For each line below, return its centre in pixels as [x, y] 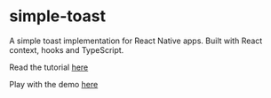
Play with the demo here [54, 84]
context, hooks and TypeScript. [67, 49]
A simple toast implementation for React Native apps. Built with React [136, 41]
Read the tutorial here [49, 67]
